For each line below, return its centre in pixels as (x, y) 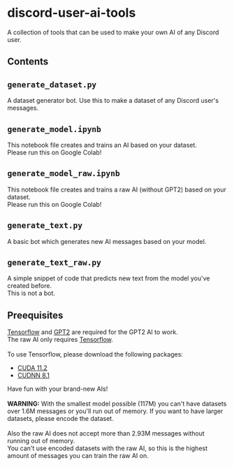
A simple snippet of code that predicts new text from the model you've (109, 278)
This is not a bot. (31, 293)
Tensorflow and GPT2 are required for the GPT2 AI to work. (93, 332)
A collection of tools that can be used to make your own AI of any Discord (113, 32)
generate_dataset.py (52, 84)
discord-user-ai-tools (72, 13)
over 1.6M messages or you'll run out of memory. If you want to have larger (115, 411)
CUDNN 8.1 (34, 375)
